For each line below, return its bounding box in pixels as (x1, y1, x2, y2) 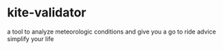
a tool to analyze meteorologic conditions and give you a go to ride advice (7, 27, 216, 36)
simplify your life (7, 34, 54, 42)
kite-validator (7, 5, 86, 21)
